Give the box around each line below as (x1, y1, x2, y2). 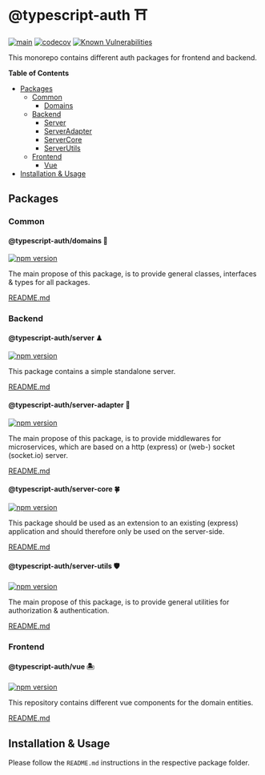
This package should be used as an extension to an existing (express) (8, 518, 239, 528)
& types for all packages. (8, 278, 90, 287)
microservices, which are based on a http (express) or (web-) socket (8, 442, 235, 452)
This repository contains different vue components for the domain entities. (8, 698, 254, 708)
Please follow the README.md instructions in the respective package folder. (8, 758, 251, 768)
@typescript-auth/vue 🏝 (8, 661, 95, 671)
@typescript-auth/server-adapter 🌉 (8, 400, 130, 410)
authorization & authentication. (8, 606, 110, 616)
